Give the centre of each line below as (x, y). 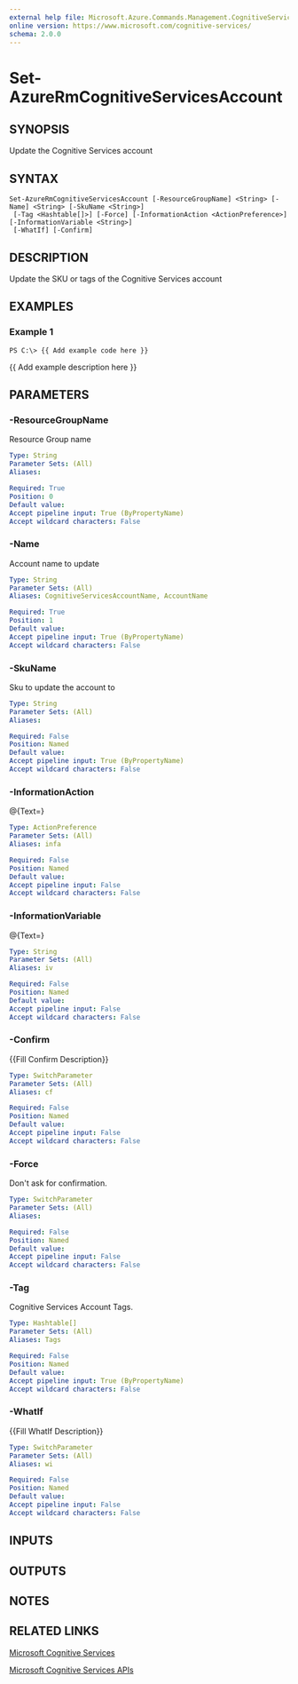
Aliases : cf (31, 1092)
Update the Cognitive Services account (81, 151)
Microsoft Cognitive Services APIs (72, 1670)
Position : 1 (31, 621)
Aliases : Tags (35, 1340)
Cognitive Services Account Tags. (71, 1307)
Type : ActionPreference (53, 828)
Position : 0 (31, 496)
